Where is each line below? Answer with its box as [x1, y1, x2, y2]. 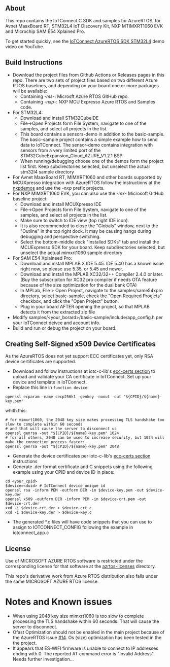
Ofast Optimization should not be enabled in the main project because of [12, 629, 165, 636]
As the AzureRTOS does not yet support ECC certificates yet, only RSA [5, 353, 154, 359]
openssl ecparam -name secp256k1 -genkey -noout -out [5, 394, 122, 400]
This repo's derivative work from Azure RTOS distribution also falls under [5, 573, 158, 579]
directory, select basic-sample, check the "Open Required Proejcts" [20, 293, 162, 299]
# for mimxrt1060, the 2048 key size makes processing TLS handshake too [5, 417, 165, 423]
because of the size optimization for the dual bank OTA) [20, 282, 137, 288]
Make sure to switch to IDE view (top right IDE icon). [20, 217, 129, 223]
